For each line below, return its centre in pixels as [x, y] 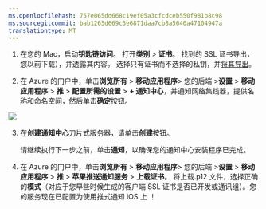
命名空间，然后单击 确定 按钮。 [83, 101]
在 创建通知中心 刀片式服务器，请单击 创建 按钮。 [96, 133]
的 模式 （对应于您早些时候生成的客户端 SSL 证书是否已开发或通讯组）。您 [138, 187]
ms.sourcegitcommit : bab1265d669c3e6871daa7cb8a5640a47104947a [115, 23]
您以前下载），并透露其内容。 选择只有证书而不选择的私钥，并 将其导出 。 [138, 64]
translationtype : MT [43, 30]
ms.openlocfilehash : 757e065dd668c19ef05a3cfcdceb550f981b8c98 [115, 16]
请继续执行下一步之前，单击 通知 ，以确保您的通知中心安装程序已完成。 [135, 150]
